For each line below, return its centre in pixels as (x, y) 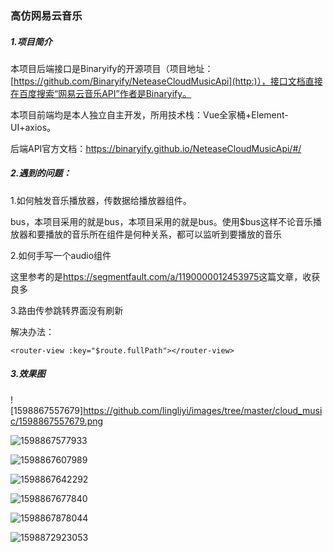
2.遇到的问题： (41, 173)
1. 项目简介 (31, 41)
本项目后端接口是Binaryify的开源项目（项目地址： (112, 68)
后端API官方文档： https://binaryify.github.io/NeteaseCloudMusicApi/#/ (156, 148)
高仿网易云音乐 (46, 15)
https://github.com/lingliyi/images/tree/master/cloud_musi (203, 410)
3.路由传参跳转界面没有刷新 (67, 310)
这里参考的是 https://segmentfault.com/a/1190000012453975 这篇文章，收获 (165, 276)
